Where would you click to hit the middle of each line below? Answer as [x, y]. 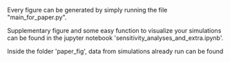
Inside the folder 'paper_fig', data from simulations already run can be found [115, 51]
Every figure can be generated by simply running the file [87, 10]
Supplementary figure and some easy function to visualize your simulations [114, 31]
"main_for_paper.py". [37, 17]
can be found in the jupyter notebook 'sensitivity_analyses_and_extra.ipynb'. [115, 38]
